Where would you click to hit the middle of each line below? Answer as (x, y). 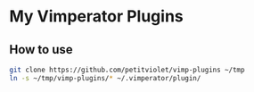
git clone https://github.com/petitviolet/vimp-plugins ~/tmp (127, 70)
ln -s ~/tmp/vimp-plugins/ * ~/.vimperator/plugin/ (105, 78)
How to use (41, 50)
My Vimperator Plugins (97, 17)
